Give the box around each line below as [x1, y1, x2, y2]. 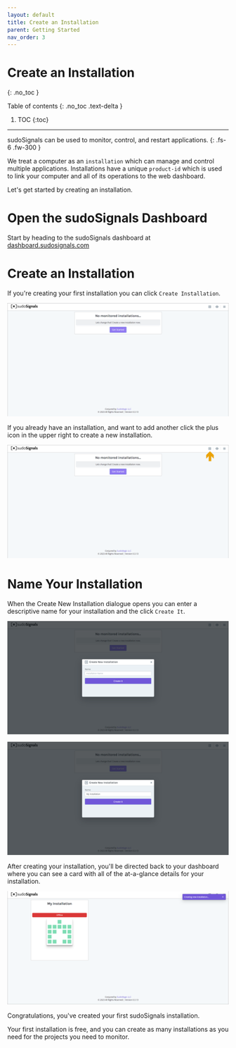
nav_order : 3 [7, 34, 46, 41]
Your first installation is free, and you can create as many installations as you [7, 1025, 229, 1033]
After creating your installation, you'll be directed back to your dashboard [7, 862, 219, 870]
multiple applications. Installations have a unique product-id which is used [7, 164, 223, 173]
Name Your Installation [7, 577, 143, 592]
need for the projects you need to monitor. [7, 1032, 130, 1041]
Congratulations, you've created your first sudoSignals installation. [7, 1011, 200, 1020]
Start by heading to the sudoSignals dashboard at [7, 233, 151, 242]
